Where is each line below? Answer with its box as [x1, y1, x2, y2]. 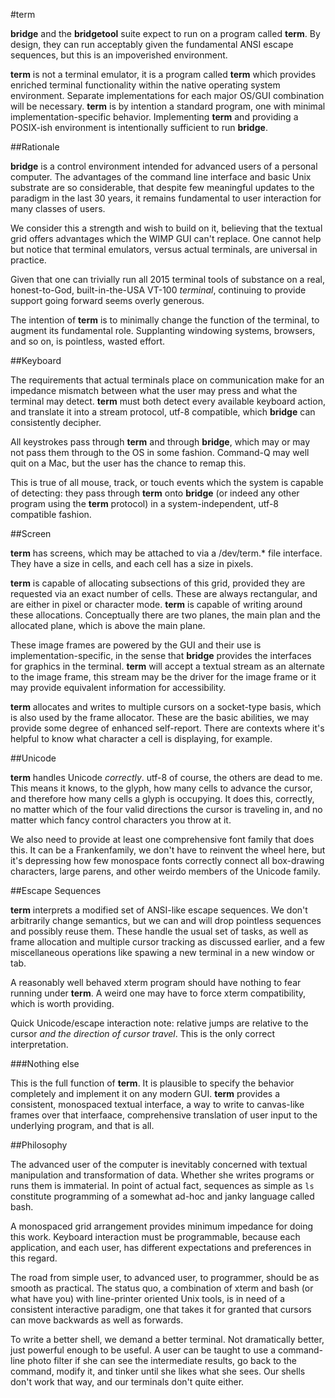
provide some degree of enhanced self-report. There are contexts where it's [10, 722, 325, 734]
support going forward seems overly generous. [10, 295, 205, 306]
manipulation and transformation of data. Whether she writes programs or [10, 1169, 315, 1181]
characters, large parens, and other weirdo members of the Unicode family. [10, 865, 321, 877]
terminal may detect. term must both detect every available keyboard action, [10, 395, 326, 407]
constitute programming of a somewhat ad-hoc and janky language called [10, 1190, 315, 1202]
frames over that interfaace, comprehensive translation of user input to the [10, 1109, 318, 1121]
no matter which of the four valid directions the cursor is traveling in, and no [10, 804, 323, 815]
